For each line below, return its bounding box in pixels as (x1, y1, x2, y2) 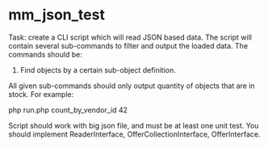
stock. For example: (8, 89, 74, 99)
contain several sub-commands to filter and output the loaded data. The (8, 40, 249, 50)
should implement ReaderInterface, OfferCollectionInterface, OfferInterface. (8, 129, 261, 139)
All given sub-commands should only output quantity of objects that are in (8, 81, 256, 90)
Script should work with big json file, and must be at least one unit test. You (8, 120, 259, 130)
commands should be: (8, 49, 82, 59)
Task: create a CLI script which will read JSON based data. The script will (8, 32, 253, 42)
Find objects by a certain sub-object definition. (19, 65, 176, 74)
